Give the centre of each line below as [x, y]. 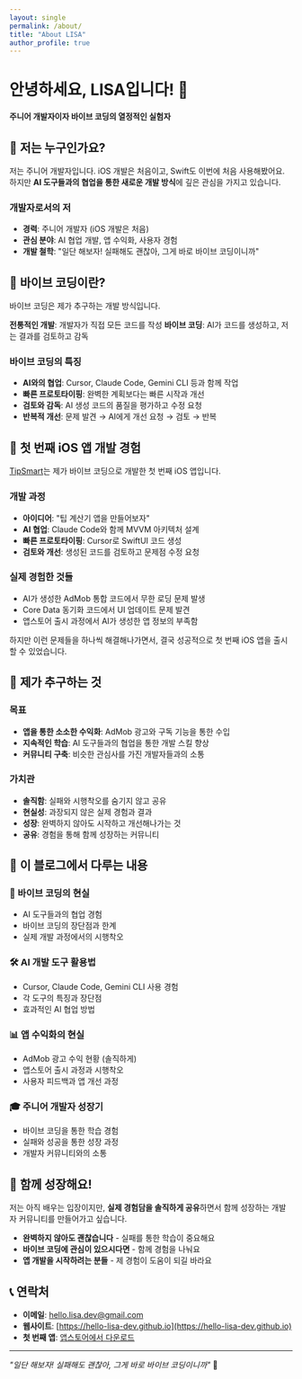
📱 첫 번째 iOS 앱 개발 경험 [75, 447]
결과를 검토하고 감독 [53, 336]
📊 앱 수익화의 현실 [47, 1035]
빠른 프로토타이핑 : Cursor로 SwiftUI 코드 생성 [102, 540]
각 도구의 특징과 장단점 [62, 998]
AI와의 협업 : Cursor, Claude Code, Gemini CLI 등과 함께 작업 [130, 383]
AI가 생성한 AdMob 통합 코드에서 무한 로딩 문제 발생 [114, 598]
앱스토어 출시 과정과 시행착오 [73, 1070]
